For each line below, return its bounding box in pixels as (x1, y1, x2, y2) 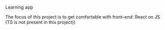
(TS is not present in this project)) (5, 19, 76, 25)
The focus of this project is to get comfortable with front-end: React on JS (5, 14, 160, 19)
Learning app (5, 4, 34, 10)
